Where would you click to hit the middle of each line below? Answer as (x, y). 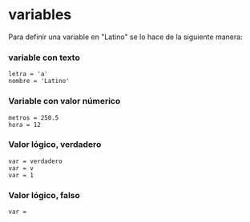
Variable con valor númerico (65, 101)
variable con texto (44, 57)
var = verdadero (35, 161)
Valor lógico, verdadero (55, 145)
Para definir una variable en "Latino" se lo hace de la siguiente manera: (125, 37)
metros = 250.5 (34, 117)
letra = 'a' (28, 74)
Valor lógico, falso (44, 195)
